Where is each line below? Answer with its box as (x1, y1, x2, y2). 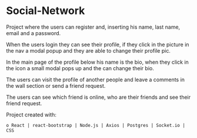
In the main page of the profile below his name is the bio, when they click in (6, 58, 189, 65)
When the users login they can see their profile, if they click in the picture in (6, 41, 189, 48)
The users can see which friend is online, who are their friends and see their (6, 94, 191, 101)
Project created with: (6, 111, 57, 118)
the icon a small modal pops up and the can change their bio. (6, 64, 154, 71)
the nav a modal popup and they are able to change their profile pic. (6, 47, 171, 54)
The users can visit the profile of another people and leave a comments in (6, 76, 185, 83)
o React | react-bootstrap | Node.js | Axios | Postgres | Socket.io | (6, 122, 185, 128)
